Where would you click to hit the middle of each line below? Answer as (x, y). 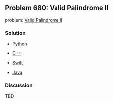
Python (20, 44)
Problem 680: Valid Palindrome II (57, 8)
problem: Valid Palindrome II (34, 20)
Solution (16, 33)
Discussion (19, 85)
